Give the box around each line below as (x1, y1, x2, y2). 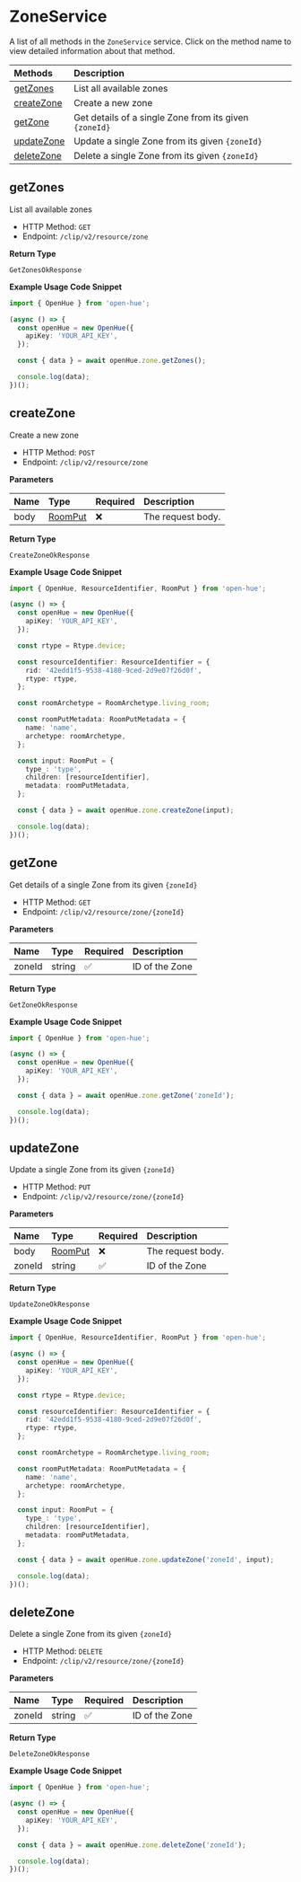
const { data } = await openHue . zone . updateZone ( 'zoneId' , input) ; (17, 1555, 275, 1564)
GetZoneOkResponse (9, 1000, 78, 1010)
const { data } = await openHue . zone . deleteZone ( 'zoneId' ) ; (17, 1840, 246, 1850)
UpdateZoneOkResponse (9, 1300, 90, 1309)
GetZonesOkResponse (9, 265, 82, 275)
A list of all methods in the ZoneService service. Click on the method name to (9, 36, 292, 47)
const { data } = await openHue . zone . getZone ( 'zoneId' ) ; (17, 1091, 235, 1100)
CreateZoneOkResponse (9, 551, 90, 560)
